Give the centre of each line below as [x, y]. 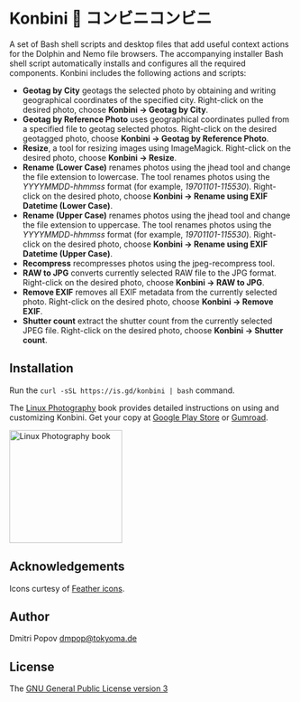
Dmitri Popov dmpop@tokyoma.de [73, 639]
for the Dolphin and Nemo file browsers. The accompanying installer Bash [146, 53]
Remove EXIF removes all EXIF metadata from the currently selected [150, 292]
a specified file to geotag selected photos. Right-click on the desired [150, 128]
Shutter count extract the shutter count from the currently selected [147, 321]
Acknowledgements [67, 567]
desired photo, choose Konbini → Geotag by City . [115, 109]
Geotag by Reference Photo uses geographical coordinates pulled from [156, 119]
